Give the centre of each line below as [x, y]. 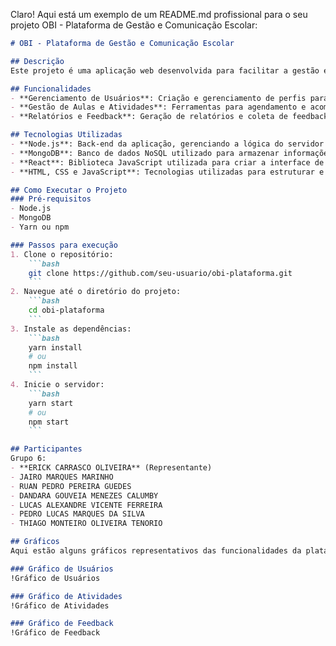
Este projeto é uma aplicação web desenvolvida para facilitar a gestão [165, 70]
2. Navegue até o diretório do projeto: [96, 292]
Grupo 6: [28, 459]
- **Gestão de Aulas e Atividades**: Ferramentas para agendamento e [158, 107]
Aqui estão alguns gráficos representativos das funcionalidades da [156, 551]
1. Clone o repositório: [62, 254]
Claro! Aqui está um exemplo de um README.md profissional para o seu [159, 14]
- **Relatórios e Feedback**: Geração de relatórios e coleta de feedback [169, 117]
